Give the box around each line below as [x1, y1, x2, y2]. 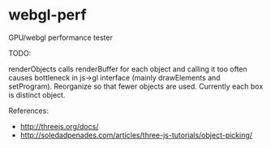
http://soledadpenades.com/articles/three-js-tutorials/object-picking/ [19, 130, 253, 140]
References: [8, 106, 49, 115]
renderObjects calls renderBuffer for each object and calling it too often [8, 63, 247, 74]
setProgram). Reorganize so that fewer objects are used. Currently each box [8, 81, 264, 91]
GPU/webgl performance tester [8, 33, 114, 42]
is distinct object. [8, 89, 66, 99]
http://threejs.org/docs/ [19, 121, 99, 131]
